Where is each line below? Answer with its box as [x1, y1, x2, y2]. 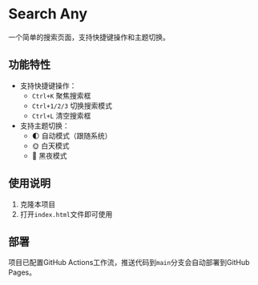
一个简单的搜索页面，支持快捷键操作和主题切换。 [8, 32, 170, 42]
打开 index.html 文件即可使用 [19, 209, 113, 219]
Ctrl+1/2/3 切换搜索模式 [31, 101, 113, 110]
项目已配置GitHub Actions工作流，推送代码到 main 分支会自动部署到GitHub [8, 258, 250, 267]
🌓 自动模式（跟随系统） [31, 130, 112, 140]
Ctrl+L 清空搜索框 [31, 110, 91, 120]
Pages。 [8, 267, 36, 277]
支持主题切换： [19, 121, 70, 130]
